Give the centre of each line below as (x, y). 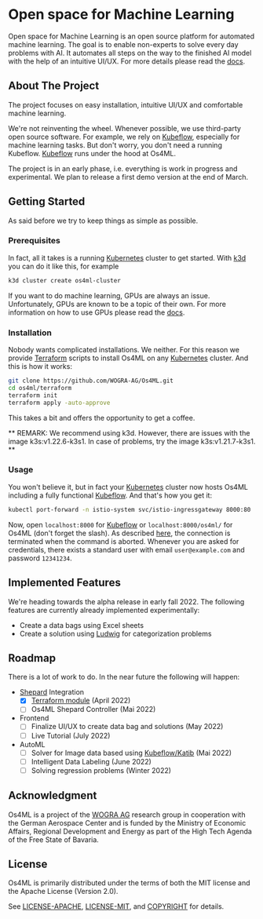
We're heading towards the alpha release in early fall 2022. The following (126, 601)
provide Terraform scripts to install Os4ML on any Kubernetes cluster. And (128, 358)
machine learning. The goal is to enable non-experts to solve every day (123, 44)
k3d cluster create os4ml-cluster (65, 280)
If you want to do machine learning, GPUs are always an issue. (109, 295)
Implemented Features (65, 583)
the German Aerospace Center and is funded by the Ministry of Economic (127, 822)
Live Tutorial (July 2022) (71, 735)
